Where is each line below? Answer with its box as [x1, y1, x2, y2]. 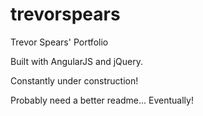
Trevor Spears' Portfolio [10, 36, 109, 48]
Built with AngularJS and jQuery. [10, 55, 143, 67]
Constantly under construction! [10, 74, 139, 87]
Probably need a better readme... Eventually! [10, 94, 194, 106]
